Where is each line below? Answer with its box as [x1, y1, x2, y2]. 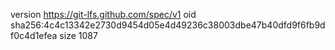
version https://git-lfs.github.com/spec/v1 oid [10, 9, 197, 20]
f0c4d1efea [10, 30, 58, 41]
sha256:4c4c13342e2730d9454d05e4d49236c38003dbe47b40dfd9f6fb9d [10, 19, 326, 31]
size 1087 [59, 30, 98, 41]
